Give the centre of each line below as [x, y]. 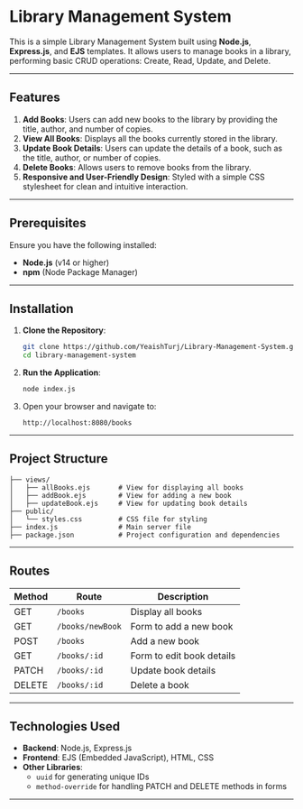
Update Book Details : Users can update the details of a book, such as [152, 148]
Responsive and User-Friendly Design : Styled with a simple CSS [143, 177]
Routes [30, 571]
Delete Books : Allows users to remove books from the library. [137, 167]
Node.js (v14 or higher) [66, 262]
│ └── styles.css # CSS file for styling [108, 519]
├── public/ [32, 511]
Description [183, 596]
